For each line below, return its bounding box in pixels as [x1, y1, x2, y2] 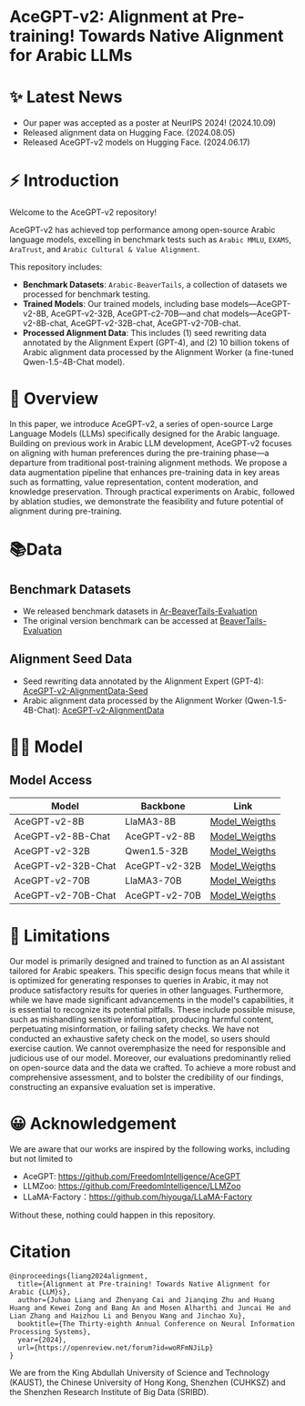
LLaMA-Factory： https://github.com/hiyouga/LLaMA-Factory [22, 1191, 253, 1202]
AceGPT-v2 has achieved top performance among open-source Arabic [9, 225, 276, 236]
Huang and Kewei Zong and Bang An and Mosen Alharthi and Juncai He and [9, 1303, 291, 1312]
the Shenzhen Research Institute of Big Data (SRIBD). [9, 1386, 209, 1397]
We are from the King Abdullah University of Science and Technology [9, 1367, 270, 1378]
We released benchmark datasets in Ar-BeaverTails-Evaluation [22, 606, 258, 616]
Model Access [9, 772, 93, 789]
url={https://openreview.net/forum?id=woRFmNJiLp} [17, 1343, 214, 1352]
